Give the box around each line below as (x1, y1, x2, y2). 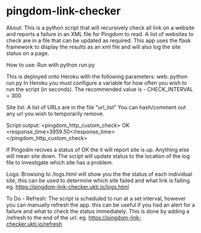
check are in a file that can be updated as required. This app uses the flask (6, 37, 191, 44)
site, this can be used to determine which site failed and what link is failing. (6, 177, 191, 184)
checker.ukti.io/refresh (6, 220, 62, 228)
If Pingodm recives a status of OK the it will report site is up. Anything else (6, 146, 190, 153)
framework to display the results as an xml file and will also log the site (6, 43, 181, 50)
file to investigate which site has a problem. (6, 159, 113, 166)
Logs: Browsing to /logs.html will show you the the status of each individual (6, 170, 193, 178)
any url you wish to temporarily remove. (6, 110, 104, 117)
